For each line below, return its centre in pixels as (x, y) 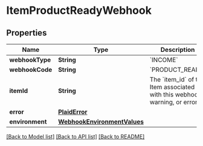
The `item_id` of (172, 79)
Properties (27, 33)
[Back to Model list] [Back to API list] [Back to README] (76, 137)
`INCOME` (164, 60)
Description (178, 50)
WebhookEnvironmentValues (101, 122)
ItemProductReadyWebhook (79, 11)
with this (162, 94)
